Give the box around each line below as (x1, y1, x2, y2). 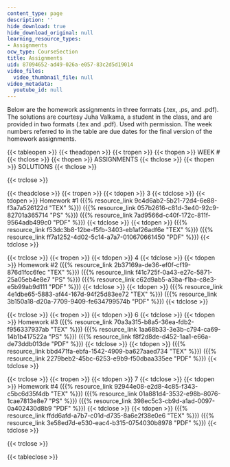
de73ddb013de (7, 340, 50, 348)
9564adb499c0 (7, 218, 51, 227)
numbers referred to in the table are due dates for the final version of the (7, 128, 213, 136)
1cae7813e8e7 (7, 397, 48, 405)
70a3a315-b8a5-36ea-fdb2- (113, 318, 194, 326)
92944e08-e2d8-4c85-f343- (114, 383, 198, 391)
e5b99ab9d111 (7, 283, 48, 291)
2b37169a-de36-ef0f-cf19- (113, 261, 191, 269)
